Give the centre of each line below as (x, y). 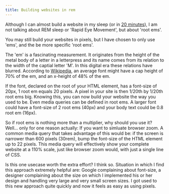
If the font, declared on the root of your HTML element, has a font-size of (81, 86)
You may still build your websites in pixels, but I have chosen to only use (80, 39)
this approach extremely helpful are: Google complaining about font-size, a (83, 170)
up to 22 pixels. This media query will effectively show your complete (77, 144)
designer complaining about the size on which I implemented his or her (79, 175)
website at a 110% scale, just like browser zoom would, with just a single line (84, 149)
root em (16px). (21, 113)
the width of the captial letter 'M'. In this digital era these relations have (79, 65)
